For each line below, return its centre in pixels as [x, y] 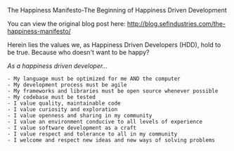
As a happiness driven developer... [58, 66]
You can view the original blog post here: [66, 24]
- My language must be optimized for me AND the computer [94, 79]
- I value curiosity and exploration [63, 110]
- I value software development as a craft [72, 128]
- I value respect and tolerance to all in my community [92, 134]
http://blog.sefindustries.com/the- [176, 24]
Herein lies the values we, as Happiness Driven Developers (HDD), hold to [114, 45]
